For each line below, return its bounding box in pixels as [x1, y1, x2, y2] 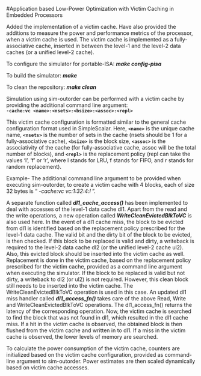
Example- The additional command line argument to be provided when [6, 175, 181, 182]
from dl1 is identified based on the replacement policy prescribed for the [6, 225, 185, 232]
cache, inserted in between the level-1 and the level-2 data [35, 42, 181, 49]
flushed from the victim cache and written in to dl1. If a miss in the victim [6, 327, 186, 334]
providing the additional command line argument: [6, 102, 128, 109]
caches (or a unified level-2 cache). [6, 49, 94, 56]
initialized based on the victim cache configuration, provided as [6, 351, 164, 358]
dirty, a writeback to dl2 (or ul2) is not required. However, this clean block [6, 276, 188, 283]
